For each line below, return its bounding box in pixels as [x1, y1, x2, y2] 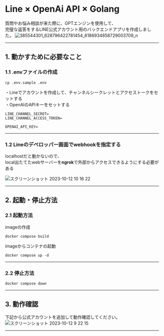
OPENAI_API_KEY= [5, 124, 38, 129]
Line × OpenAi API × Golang [5, 3, 120, 15]
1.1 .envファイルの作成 [5, 69, 58, 75]
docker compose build [5, 234, 49, 239]
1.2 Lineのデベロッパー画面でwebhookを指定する [5, 141, 121, 148]
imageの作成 [5, 224, 31, 230]
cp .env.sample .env [5, 80, 47, 85]
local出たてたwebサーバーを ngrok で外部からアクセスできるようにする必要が [5, 159, 159, 165]
